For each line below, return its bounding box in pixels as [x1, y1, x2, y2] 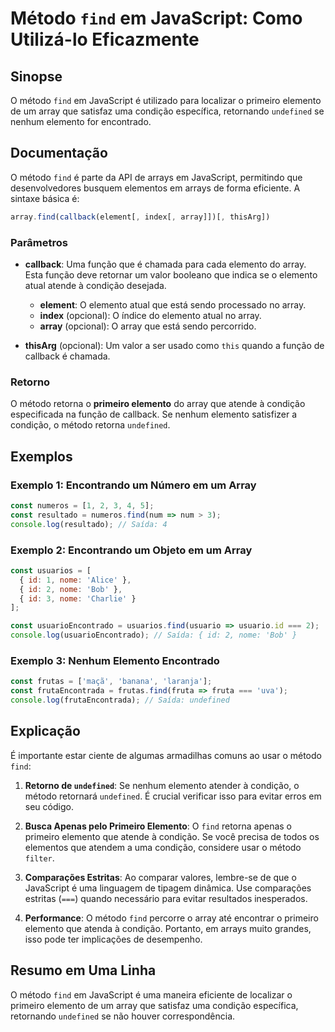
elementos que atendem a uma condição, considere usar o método [24, 841, 302, 853]
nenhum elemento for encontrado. [10, 116, 152, 127]
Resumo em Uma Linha [10, 962, 157, 979]
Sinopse [10, 68, 63, 85]
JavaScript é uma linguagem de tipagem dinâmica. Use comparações [24, 882, 312, 894]
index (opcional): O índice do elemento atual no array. [39, 309, 262, 321]
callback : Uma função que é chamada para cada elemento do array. [24, 258, 307, 270]
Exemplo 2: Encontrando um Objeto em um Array [10, 543, 253, 557]
